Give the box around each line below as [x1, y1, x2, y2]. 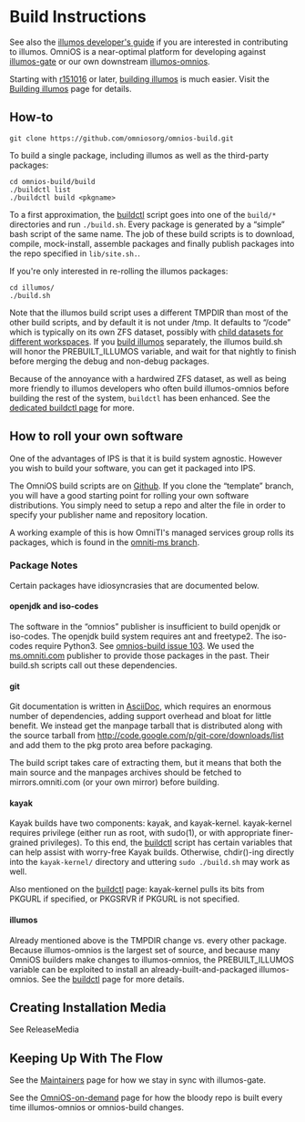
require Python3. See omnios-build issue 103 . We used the [35, 641, 255, 652]
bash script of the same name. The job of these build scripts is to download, [9, 228, 295, 239]
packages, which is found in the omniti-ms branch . [9, 536, 200, 548]
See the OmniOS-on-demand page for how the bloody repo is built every [9, 1092, 283, 1104]
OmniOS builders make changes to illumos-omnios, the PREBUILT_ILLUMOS [9, 954, 294, 965]
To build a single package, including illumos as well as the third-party [9, 149, 269, 160]
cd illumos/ [9, 283, 55, 293]
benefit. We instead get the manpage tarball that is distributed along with [9, 720, 283, 731]
